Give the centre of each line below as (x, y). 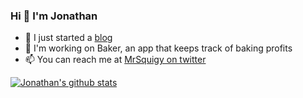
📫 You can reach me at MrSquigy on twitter (115, 60)
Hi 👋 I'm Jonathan (54, 16)
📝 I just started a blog (68, 38)
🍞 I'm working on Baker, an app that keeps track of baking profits (158, 48)
